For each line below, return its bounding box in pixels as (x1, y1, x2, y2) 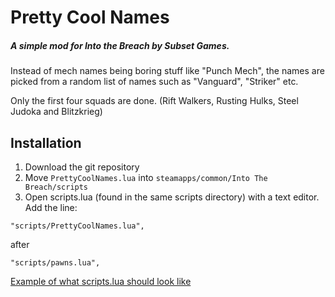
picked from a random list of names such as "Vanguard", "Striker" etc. (10, 76, 299, 88)
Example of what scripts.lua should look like (10, 275, 192, 287)
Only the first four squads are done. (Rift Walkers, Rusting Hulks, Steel (10, 95, 299, 107)
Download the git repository (24, 161, 140, 173)
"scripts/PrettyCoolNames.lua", (10, 221, 145, 231)
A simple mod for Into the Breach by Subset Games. (10, 39, 230, 51)
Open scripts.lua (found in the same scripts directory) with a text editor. (24, 191, 320, 203)
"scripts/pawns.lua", (10, 257, 101, 268)
